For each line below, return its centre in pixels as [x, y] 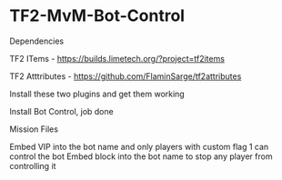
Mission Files [34, 129]
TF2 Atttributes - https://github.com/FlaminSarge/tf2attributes [126, 76]
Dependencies [37, 41]
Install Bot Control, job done [61, 111]
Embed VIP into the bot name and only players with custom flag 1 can [139, 146]
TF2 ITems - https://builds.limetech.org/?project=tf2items [117, 58]
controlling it [33, 165]
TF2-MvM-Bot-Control [97, 16]
